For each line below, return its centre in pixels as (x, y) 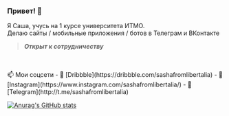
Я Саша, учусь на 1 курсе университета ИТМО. (76, 26)
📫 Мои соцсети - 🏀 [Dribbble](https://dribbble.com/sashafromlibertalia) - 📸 (115, 75)
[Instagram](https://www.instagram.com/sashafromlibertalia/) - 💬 (99, 84)
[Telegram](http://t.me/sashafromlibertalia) (68, 92)
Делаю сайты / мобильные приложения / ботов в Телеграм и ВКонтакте (113, 33)
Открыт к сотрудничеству (64, 47)
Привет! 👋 (25, 11)
